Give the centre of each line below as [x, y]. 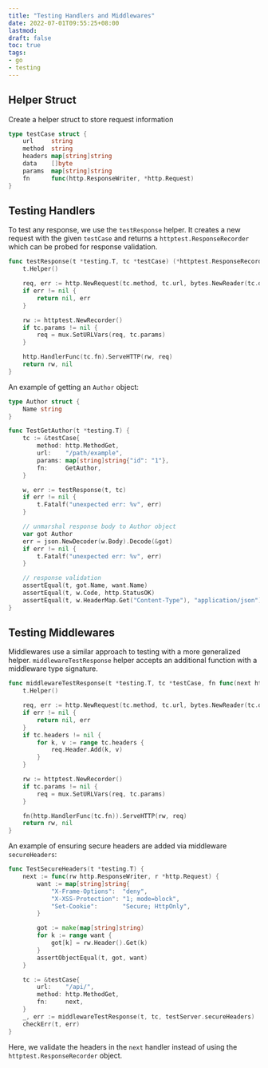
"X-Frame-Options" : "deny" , [99, 891]
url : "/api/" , [65, 987]
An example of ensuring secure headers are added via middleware [118, 846]
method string [48, 149]
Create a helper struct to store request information [91, 119]
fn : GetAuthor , [69, 468]
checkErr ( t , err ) [51, 1024]
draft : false [30, 38]
